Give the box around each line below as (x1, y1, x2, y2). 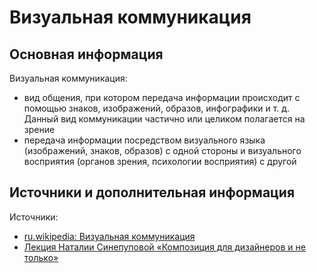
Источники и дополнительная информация (9, 184, 296, 201)
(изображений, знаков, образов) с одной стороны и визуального (23, 145, 302, 156)
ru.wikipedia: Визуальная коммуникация (23, 230, 196, 242)
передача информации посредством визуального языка (23, 134, 266, 146)
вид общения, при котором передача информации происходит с (23, 92, 301, 103)
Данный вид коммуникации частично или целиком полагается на (23, 113, 306, 125)
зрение (23, 124, 56, 135)
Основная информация (9, 46, 164, 63)
